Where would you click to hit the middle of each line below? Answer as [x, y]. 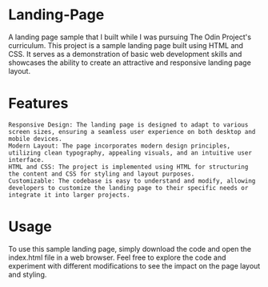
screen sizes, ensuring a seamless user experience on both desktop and [132, 131]
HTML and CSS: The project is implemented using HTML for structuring [128, 167]
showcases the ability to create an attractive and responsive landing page [130, 63]
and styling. [28, 274]
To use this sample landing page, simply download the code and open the [130, 249]
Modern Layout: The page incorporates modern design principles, [119, 146]
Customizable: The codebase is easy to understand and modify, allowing [132, 181]
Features [38, 104]
